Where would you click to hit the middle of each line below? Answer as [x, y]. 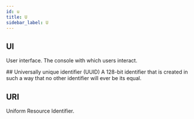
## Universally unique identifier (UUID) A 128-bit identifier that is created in [97, 72]
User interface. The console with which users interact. [72, 61]
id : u [13, 11]
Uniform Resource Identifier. [40, 111]
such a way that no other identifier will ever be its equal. [74, 78]
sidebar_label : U [27, 22]
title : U [17, 17]
